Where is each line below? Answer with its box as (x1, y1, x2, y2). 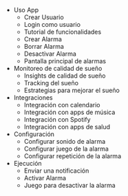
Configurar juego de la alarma (23, 144, 109, 153)
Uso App (13, 6, 39, 14)
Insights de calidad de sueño (23, 72, 106, 80)
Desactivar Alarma (23, 50, 77, 58)
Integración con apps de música (23, 108, 116, 116)
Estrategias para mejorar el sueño (23, 86, 120, 94)
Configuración (13, 130, 55, 138)
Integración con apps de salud (23, 123, 111, 131)
